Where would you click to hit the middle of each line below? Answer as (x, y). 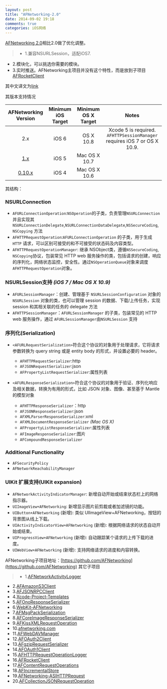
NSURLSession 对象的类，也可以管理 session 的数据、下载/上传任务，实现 (86, 300)
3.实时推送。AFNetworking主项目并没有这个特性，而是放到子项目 (79, 70)
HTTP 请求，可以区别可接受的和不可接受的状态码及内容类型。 (74, 243)
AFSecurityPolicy (30, 464)
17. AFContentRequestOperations (45, 665)
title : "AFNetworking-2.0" (33, 14)
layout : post (19, 10)
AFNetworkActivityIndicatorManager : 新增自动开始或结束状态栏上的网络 (85, 494)
